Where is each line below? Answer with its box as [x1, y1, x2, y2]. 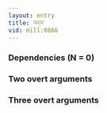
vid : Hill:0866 [8, 26, 59, 34]
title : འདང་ [8, 19, 45, 27]
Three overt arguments [8, 95, 99, 106]
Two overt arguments [8, 73, 93, 85]
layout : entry [8, 11, 55, 20]
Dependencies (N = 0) [8, 52, 95, 63]
